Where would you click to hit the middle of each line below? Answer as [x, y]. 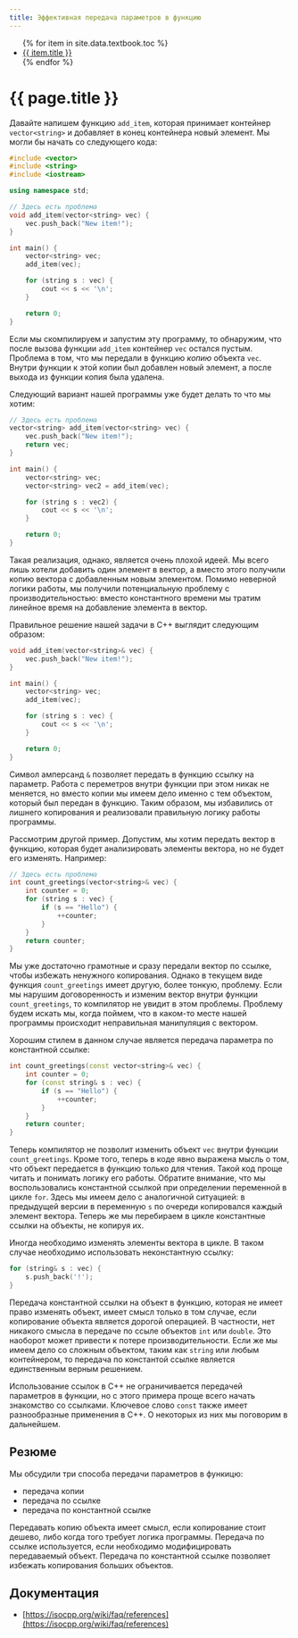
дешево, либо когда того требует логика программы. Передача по [137, 1536]
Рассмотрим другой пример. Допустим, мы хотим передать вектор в [142, 839]
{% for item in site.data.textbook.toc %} [95, 43]
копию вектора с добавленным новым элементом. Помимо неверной [143, 579]
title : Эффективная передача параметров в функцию [105, 17]
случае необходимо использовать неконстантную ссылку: [122, 1252]
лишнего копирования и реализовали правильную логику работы [135, 812]
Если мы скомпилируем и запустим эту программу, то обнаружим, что [146, 338]
